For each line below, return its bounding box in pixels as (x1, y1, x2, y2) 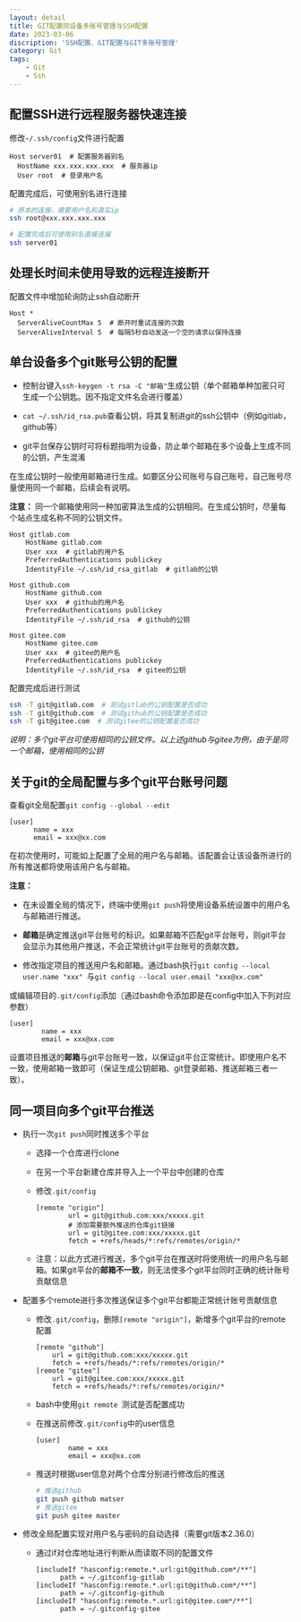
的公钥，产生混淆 (21, 452, 86, 462)
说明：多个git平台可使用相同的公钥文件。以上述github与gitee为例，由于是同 (9, 734, 288, 745)
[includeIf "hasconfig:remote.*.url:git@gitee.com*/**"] (35, 1597, 254, 1606)
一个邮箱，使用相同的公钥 (9, 746, 104, 756)
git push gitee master (35, 1511, 121, 1520)
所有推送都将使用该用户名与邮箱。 (9, 861, 135, 872)
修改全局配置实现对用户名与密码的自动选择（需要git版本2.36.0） (21, 1529, 260, 1540)
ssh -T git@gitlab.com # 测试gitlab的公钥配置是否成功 (9, 700, 208, 709)
